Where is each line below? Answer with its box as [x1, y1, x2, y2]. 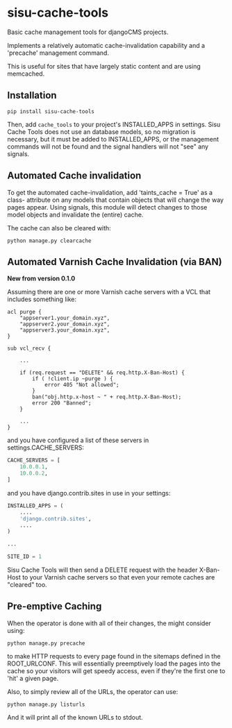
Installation [7, 90, 57, 101]
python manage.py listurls [7, 701, 85, 708]
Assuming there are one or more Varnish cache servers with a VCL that [7, 288, 210, 296]
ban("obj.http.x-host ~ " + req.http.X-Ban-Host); [32, 393, 182, 400]
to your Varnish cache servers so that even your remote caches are [22, 573, 215, 581]
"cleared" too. [7, 581, 47, 589]
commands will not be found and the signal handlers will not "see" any [7, 142, 209, 151]
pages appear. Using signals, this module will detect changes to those [7, 203, 208, 211]
